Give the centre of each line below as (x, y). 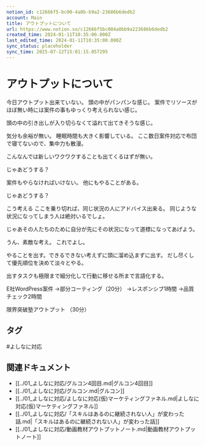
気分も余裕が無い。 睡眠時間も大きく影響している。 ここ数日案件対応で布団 (102, 136)
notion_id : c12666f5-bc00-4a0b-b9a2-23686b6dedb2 (71, 12)
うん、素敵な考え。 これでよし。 (47, 242)
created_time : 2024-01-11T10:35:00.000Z (59, 35)
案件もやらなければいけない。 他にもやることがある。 (74, 182)
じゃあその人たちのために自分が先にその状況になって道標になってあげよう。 (102, 229)
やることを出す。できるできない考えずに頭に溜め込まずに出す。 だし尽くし (100, 255)
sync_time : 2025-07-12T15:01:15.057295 (57, 52)
